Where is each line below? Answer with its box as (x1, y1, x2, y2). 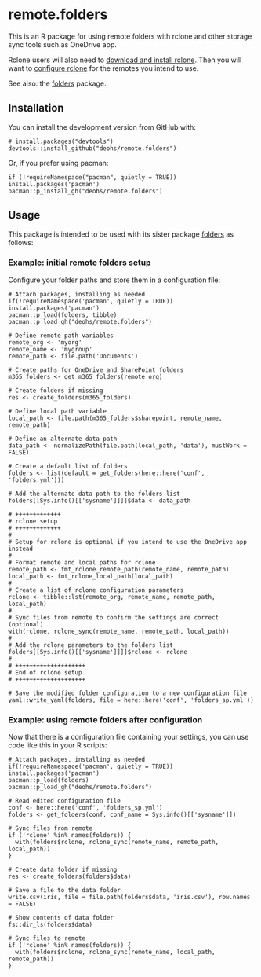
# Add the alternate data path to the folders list (8, 490, 180, 498)
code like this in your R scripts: (8, 740, 107, 750)
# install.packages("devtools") (8, 138, 114, 145)
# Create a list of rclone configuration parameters (8, 586, 184, 594)
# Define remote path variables (8, 332, 114, 340)
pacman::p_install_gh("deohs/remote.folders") (8, 187, 163, 195)
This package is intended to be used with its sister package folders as (8, 230, 234, 239)
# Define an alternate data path (8, 435, 118, 443)
